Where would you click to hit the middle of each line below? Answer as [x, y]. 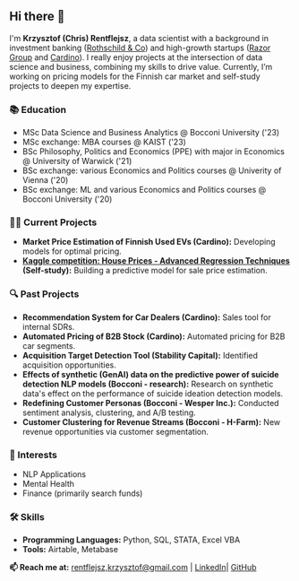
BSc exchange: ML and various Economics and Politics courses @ [144, 190]
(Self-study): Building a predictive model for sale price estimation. [145, 271]
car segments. [49, 345]
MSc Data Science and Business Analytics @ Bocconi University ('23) [151, 133]
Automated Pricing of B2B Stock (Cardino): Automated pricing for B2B [154, 336]
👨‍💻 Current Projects [53, 222]
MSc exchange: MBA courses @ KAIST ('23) [104, 142]
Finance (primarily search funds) [82, 493]
